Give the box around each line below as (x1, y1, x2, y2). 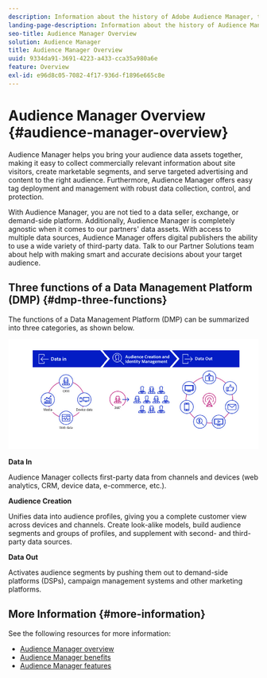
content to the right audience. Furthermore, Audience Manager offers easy (8, 175, 253, 184)
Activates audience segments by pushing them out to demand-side (8, 568, 229, 577)
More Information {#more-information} (8, 607, 206, 621)
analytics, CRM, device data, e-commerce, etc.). (8, 480, 167, 490)
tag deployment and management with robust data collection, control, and (8, 183, 251, 193)
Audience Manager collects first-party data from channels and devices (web (8, 472, 258, 482)
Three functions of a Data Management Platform (8, 281, 253, 295)
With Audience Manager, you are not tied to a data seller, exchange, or (8, 207, 239, 217)
